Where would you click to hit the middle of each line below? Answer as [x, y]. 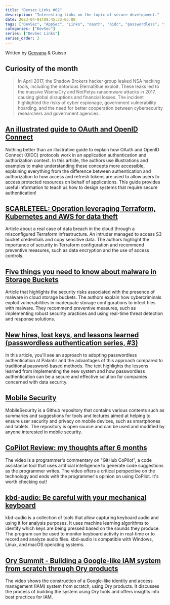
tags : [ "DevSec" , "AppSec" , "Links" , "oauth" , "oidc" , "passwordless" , [82, 24]
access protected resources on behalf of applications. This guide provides [83, 182]
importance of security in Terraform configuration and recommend [75, 245]
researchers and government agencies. [59, 113]
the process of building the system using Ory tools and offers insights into [82, 592]
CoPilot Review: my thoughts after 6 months [76, 448]
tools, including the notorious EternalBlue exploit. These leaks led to [88, 86]
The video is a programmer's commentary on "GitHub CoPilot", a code [78, 460]
